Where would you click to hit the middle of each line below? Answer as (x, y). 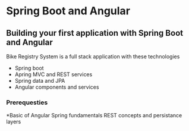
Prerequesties (27, 102)
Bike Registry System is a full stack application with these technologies (93, 57)
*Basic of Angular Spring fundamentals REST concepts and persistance (94, 116)
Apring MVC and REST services (53, 74)
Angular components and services (57, 87)
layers (14, 122)
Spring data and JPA (40, 81)
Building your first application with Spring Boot (94, 33)
